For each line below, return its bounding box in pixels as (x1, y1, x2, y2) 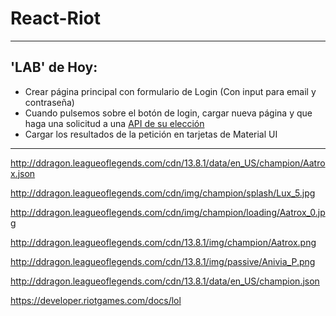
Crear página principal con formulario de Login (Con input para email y (24, 85, 317, 97)
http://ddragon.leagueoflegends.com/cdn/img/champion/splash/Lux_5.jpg (10, 187, 316, 199)
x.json (10, 167, 36, 179)
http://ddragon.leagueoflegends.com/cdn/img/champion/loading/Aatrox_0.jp (10, 206, 326, 218)
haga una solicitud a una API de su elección (24, 117, 205, 129)
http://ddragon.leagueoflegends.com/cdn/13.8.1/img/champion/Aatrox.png (10, 236, 317, 248)
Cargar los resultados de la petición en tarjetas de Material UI (24, 128, 278, 140)
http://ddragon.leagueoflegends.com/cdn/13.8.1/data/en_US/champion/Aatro (10, 157, 326, 169)
